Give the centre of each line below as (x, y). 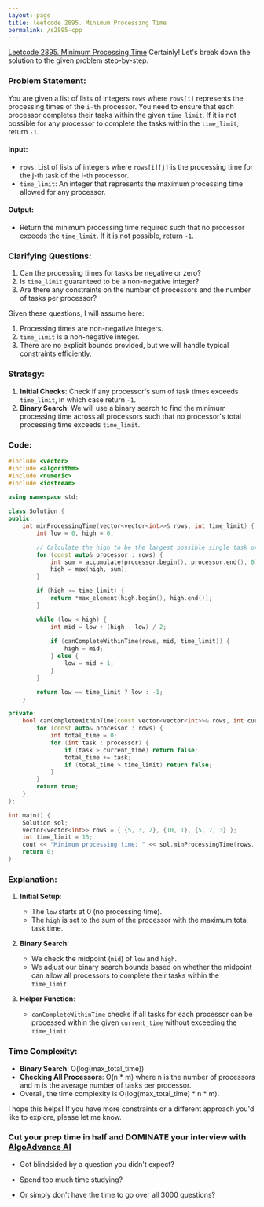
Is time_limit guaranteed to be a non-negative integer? (109, 282)
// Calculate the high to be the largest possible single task (142, 547)
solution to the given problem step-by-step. (79, 60)
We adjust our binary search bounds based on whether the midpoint (142, 967)
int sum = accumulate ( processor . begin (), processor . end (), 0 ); (156, 562)
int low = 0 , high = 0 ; (75, 533)
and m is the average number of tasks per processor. (105, 1085)
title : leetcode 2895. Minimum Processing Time (88, 23)
